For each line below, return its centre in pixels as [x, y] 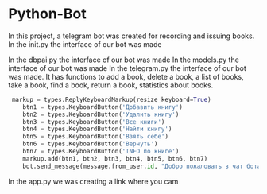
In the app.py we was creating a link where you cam [93, 181]
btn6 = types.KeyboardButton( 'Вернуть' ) [90, 144]
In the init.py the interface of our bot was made [85, 44]
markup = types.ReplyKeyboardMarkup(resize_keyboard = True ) [112, 99]
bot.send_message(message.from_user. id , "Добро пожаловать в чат [133, 166]
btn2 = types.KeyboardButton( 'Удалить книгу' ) [101, 114]
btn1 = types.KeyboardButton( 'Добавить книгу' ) [103, 107]
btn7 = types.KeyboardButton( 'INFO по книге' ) [101, 152]
